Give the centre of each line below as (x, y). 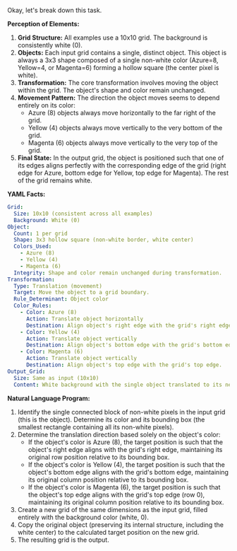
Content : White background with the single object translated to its (118, 385)
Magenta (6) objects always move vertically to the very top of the (123, 143)
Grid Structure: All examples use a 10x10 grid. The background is (113, 37)
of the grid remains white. (55, 180)
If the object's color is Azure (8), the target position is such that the (126, 442)
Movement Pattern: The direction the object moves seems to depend (119, 98)
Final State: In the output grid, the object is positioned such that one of (121, 158)
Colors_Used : (33, 247)
